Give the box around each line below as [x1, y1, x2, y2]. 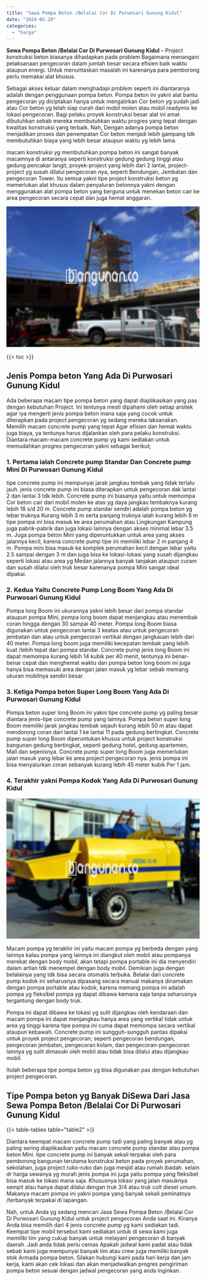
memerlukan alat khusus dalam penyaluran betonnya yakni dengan [6, 181, 176, 189]
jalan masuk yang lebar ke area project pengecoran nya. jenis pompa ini [6, 754, 188, 762]
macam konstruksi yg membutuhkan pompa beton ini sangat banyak [6, 149, 179, 156]
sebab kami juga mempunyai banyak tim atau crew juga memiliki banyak [6, 1248, 189, 1255]
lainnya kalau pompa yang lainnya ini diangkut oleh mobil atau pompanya [6, 952, 191, 959]
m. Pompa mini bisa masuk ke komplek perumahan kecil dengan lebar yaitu [6, 544, 197, 551]
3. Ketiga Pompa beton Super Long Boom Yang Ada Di [6, 687, 170, 696]
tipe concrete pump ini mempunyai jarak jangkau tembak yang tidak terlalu [6, 479, 195, 487]
